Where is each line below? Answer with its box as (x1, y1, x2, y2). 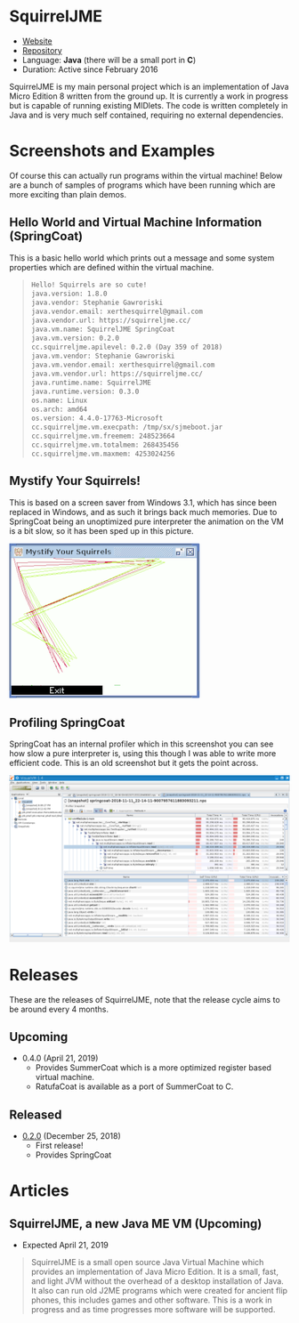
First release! (35, 1141, 84, 1151)
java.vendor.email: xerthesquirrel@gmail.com (30, 307, 203, 316)
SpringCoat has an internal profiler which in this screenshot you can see (9, 738, 274, 749)
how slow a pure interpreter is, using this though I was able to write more (9, 748, 277, 759)
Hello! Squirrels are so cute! (30, 280, 148, 289)
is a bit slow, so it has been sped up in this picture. (9, 525, 194, 536)
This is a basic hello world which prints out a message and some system (9, 252, 275, 263)
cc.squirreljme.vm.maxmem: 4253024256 (30, 449, 175, 458)
